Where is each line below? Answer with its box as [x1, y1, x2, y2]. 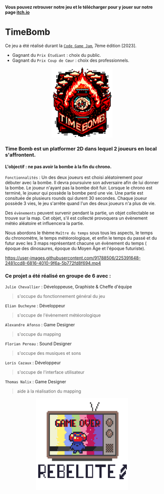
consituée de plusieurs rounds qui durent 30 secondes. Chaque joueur [5, 196, 147, 201]
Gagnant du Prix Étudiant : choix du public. [12, 52, 102, 58]
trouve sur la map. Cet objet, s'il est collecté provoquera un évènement [5, 215, 148, 221]
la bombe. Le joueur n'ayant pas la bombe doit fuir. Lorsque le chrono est [5, 185, 153, 191]
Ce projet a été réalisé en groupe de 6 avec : [5, 272, 111, 279]
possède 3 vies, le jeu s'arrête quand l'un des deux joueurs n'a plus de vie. [5, 200, 156, 206]
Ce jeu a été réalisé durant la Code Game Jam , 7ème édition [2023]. [5, 43, 137, 49]
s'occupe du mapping [17, 331, 61, 337]
